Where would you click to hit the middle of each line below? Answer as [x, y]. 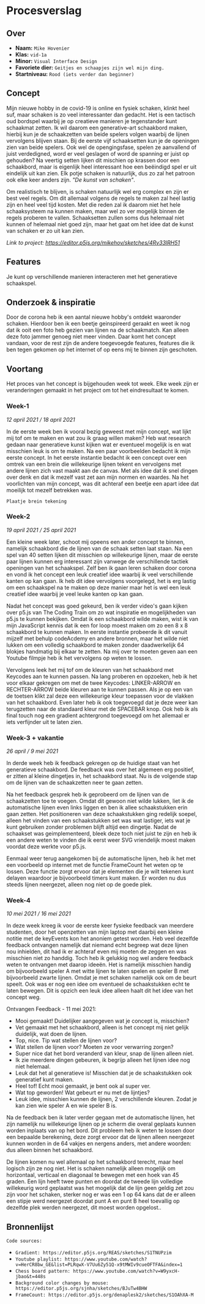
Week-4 [18, 901]
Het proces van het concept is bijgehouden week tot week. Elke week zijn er [102, 384]
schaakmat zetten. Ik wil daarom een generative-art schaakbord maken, [97, 128]
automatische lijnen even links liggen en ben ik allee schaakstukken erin [97, 807]
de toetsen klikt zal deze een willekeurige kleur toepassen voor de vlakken [100, 696]
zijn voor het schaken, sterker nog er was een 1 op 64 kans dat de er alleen [101, 1195]
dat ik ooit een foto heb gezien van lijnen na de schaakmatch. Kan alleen [98, 330]
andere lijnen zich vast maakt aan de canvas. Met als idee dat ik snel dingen [102, 470]
